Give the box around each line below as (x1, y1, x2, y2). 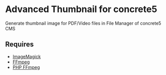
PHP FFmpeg (12, 64, 40, 70)
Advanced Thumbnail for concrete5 (5, 4, 157, 15)
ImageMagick (12, 53, 41, 59)
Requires (5, 40, 34, 49)
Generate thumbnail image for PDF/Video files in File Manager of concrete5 (5, 20, 161, 26)
